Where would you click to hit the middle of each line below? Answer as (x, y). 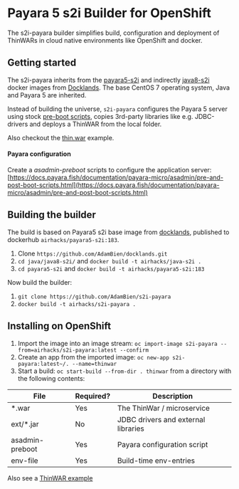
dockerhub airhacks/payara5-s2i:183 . (63, 239)
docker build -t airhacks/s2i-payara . (77, 304)
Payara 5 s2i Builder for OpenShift (110, 13)
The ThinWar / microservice (163, 408)
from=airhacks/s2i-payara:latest (67, 350)
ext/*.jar (25, 424)
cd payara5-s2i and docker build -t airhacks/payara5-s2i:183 (111, 268)
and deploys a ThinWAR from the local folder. (96, 124)
